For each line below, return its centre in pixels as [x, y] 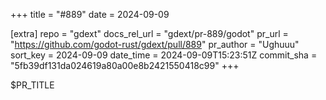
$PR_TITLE [32, 85]
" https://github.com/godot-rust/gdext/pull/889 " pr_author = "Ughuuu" [155, 44]
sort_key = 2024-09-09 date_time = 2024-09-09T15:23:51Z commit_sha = [164, 55]
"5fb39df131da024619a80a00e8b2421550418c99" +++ [125, 65]
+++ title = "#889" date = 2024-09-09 [90, 14]
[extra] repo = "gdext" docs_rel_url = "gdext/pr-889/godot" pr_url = [149, 33]
